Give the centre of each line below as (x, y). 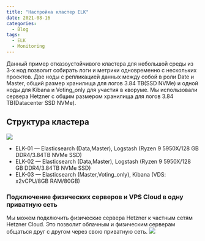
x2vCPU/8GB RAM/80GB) (48, 181)
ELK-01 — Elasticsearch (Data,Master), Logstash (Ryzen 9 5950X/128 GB (107, 148)
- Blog (20, 29)
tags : (13, 35)
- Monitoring (28, 47)
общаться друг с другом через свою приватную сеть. (77, 231)
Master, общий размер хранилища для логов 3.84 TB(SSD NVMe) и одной (102, 83)
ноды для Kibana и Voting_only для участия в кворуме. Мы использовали (102, 90)
